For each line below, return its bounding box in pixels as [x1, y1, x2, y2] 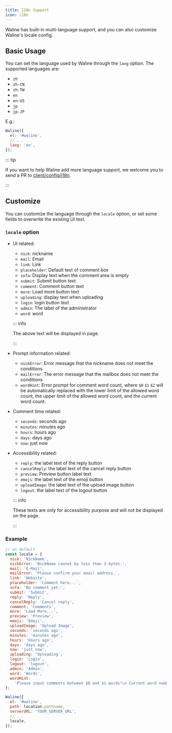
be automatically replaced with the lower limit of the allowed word [20, 387, 159, 393]
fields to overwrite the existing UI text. [5, 216, 85, 222]
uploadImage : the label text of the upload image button [20, 481, 134, 488]
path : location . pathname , [10, 704, 66, 709]
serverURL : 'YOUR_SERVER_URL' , [10, 709, 77, 714]
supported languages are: [5, 66, 60, 72]
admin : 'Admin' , [10, 666, 45, 671]
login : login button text [20, 299, 69, 305]
